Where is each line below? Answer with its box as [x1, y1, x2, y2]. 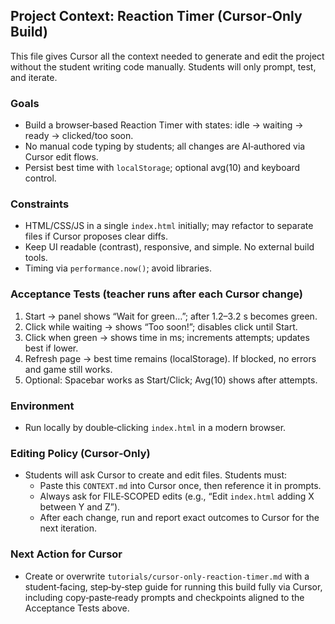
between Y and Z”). [39, 501, 121, 513]
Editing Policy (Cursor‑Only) [10, 446, 151, 460]
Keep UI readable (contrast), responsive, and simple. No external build [24, 241, 315, 253]
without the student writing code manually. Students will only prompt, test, [10, 60, 317, 73]
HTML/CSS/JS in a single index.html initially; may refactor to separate [24, 220, 314, 232]
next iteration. [39, 522, 97, 534]
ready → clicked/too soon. [24, 130, 134, 142]
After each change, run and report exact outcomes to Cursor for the [39, 512, 320, 524]
